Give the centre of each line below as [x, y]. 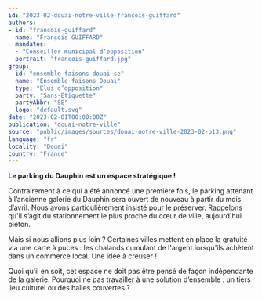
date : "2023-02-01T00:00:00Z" [58, 117]
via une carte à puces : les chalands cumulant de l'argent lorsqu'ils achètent [131, 248]
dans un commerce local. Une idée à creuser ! [82, 256]
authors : [22, 23]
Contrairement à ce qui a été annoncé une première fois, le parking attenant [131, 191]
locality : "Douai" [38, 146]
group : [19, 67]
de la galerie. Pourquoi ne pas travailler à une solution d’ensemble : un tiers [129, 279]
